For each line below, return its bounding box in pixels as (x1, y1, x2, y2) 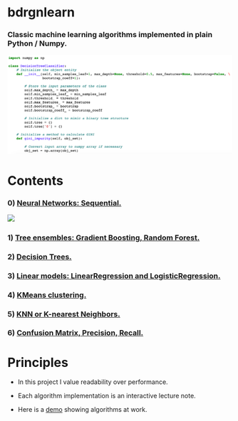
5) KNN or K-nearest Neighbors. (7, 309, 120, 319)
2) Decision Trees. (7, 252, 73, 262)
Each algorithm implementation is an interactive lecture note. (17, 392, 196, 400)
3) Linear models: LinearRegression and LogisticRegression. (7, 271, 221, 281)
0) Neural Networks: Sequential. (7, 198, 122, 208)
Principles (7, 354, 69, 371)
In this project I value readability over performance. (17, 378, 169, 386)
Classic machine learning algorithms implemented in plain (7, 30, 212, 40)
